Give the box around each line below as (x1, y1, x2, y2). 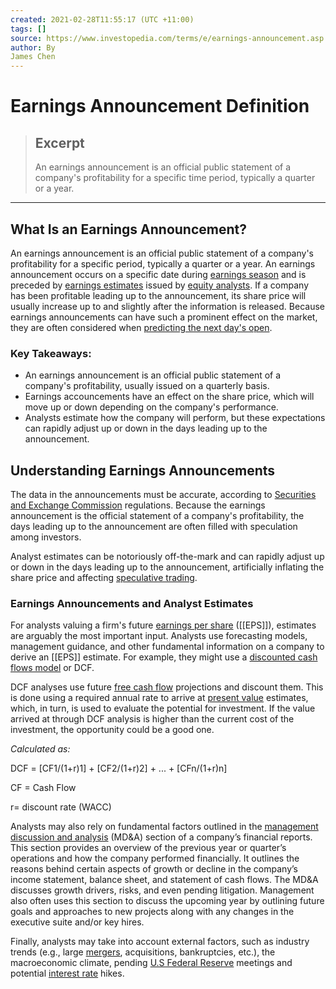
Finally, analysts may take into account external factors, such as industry (10, 936, 310, 948)
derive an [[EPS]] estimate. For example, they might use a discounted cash (10, 651, 318, 663)
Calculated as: (10, 743, 71, 755)
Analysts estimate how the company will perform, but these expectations (24, 412, 326, 424)
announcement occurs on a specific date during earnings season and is (10, 268, 307, 280)
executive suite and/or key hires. (10, 916, 145, 928)
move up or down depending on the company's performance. (24, 401, 279, 413)
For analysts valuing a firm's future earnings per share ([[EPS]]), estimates (10, 619, 317, 631)
